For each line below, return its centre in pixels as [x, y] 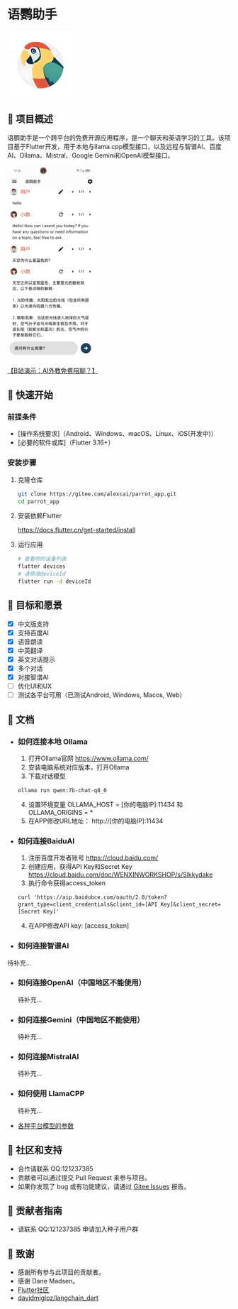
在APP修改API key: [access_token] [79, 926]
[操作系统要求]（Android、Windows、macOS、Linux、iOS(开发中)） [117, 434]
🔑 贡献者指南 [35, 1211]
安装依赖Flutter [40, 516]
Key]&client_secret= [191, 905]
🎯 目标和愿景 [35, 605]
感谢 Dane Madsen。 [48, 1281]
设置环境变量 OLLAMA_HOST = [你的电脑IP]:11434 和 [106, 804]
